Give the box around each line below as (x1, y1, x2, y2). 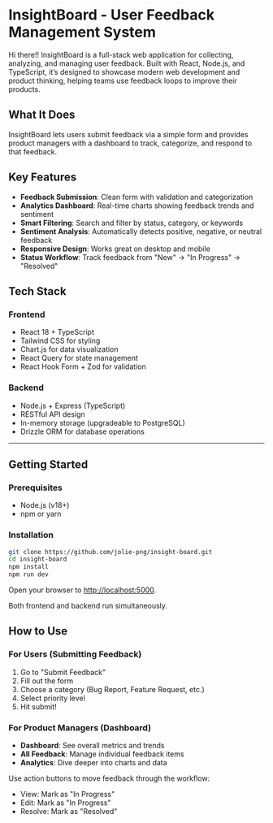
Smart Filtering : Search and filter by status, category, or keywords (19, 218, 244, 227)
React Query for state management (19, 353, 138, 363)
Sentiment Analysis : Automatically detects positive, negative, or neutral (19, 226, 262, 236)
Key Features (8, 171, 77, 184)
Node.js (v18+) (19, 500, 70, 510)
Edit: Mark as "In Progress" (19, 798, 111, 808)
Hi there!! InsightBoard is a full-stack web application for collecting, (8, 50, 234, 59)
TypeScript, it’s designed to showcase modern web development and (8, 67, 240, 76)
